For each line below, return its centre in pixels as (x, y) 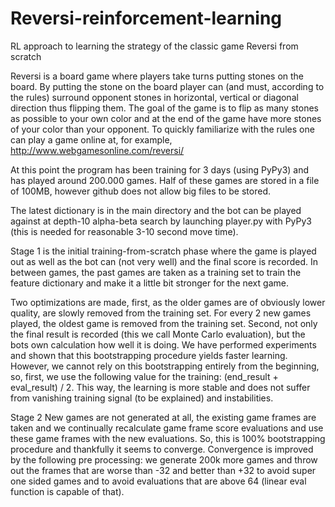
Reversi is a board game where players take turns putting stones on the (157, 76)
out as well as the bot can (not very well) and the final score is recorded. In (164, 261)
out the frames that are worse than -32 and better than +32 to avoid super (163, 470)
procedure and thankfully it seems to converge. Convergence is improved (162, 449)
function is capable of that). (67, 491)
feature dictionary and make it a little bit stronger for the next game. (149, 283)
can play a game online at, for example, (91, 139)
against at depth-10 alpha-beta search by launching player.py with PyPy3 (161, 221)
